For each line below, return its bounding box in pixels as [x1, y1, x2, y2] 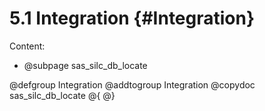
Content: [9, 40, 46, 52]
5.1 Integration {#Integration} [9, 7, 256, 30]
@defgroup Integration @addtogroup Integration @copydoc [9, 78, 256, 91]
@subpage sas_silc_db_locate [23, 59, 148, 71]
